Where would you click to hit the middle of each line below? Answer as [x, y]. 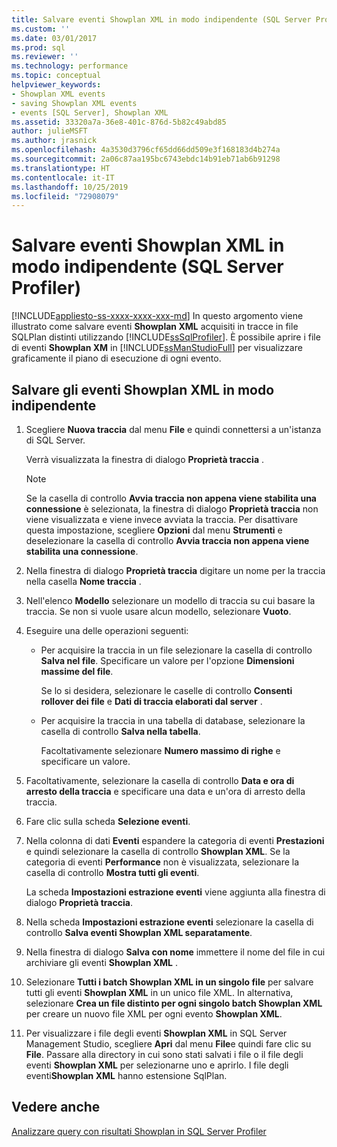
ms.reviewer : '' [45, 57]
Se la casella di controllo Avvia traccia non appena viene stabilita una [171, 498]
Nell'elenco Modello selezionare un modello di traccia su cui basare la [170, 600]
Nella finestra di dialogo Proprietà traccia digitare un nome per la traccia [175, 570]
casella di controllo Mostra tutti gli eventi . [112, 872]
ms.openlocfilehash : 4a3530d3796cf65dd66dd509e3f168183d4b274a [146, 150]
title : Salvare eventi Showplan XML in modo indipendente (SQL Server [161, 19]
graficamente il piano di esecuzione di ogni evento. [116, 358]
